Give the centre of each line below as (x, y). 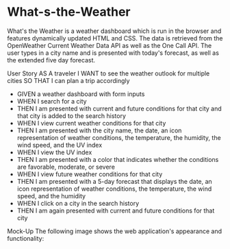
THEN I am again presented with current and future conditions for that (116, 211)
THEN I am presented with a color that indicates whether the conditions (118, 159)
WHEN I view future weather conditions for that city (90, 174)
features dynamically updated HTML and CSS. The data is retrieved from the (115, 38)
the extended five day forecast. (51, 60)
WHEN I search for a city (52, 101)
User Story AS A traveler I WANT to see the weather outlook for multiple (108, 73)
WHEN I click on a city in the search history (78, 203)
